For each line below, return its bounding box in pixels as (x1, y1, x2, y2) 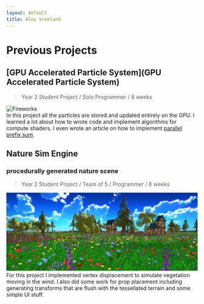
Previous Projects (6, 43, 97, 57)
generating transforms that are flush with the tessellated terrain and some (6, 284, 191, 292)
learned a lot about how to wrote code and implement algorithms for (6, 118, 177, 125)
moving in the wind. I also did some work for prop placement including (6, 278, 182, 285)
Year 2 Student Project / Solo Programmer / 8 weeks (21, 93, 153, 101)
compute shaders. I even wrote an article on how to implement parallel (6, 124, 183, 132)
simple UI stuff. (6, 291, 44, 298)
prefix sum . (6, 131, 35, 138)
